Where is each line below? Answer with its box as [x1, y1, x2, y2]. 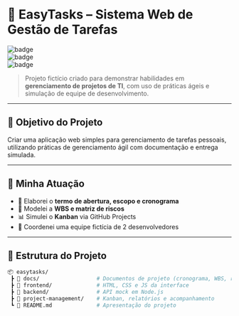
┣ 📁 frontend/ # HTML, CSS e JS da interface [10, 282, 190, 289]
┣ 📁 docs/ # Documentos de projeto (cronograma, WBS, [10, 275, 228, 283]
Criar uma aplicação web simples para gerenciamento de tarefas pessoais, [7, 135, 227, 144]
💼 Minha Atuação [7, 178, 85, 190]
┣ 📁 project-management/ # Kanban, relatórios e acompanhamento [10, 295, 215, 302]
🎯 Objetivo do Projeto [7, 117, 103, 129]
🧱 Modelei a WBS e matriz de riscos [17, 204, 124, 213]
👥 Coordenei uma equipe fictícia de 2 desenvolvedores [17, 222, 179, 231]
